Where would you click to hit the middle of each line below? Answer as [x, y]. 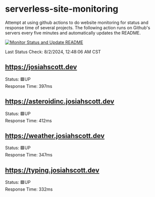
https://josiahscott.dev [41, 67]
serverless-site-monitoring [62, 9]
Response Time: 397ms [29, 86]
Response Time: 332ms [29, 189]
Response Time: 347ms [29, 155]
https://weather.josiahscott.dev [55, 136]
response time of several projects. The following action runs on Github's [78, 27]
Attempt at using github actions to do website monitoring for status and [77, 22]
